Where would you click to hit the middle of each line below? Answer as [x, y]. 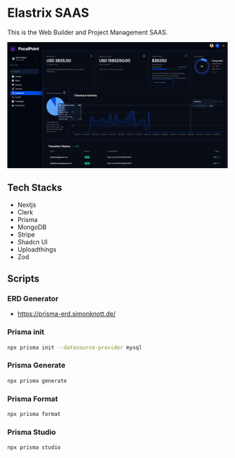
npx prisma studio [34, 447]
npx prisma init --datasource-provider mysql [74, 347]
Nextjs [27, 204]
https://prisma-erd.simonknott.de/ [66, 314]
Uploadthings [37, 249]
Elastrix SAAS [48, 13]
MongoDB [32, 227]
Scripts [23, 279]
